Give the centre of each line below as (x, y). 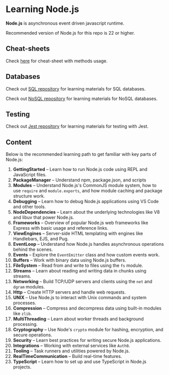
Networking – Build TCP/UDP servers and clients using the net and (82, 282)
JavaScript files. (30, 175)
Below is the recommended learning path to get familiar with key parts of (81, 154)
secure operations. (32, 335)
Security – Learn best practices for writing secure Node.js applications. (87, 340)
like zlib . (22, 314)
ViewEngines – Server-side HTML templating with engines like (78, 233)
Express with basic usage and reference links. (61, 228)
